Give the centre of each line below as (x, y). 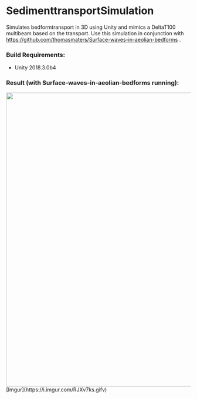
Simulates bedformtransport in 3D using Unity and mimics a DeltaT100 (91, 27)
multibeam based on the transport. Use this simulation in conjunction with (95, 33)
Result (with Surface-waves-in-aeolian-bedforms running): (93, 83)
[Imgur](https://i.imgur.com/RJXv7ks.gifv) (57, 390)
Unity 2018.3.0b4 (35, 68)
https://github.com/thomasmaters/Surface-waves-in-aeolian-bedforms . (94, 39)
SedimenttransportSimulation (80, 11)
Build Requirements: (36, 55)
